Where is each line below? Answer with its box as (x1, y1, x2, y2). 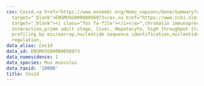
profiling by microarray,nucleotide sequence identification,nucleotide (12, 31, 200, 38)
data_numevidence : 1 (6, 54, 59, 60)
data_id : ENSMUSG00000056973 (6, 48, 80, 55)
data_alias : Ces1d (6, 43, 53, 49)
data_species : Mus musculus (6, 59, 78, 65)
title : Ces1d (6, 71, 39, 77)
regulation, (12, 37, 42, 43)
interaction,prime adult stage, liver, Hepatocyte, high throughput (12, 25, 189, 32)
